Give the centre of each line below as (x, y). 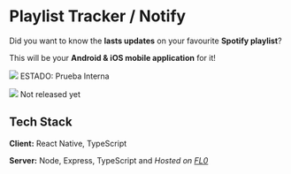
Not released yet (50, 94)
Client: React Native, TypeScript (68, 143)
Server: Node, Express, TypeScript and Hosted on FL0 (109, 160)
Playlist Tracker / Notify (98, 16)
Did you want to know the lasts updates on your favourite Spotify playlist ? (145, 41)
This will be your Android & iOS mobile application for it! (113, 57)
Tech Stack (41, 122)
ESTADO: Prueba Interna (65, 76)
